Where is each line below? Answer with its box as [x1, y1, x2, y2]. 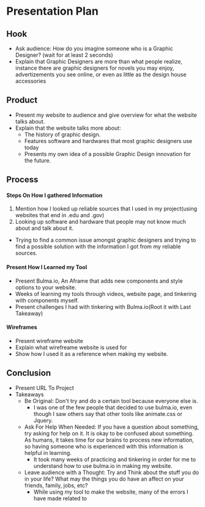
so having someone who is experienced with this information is [24, 442, 184, 450]
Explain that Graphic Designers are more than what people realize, [15, 58, 182, 65]
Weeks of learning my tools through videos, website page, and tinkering [15, 290, 197, 297]
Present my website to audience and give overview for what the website [15, 111, 197, 119]
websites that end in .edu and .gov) [15, 212, 105, 219]
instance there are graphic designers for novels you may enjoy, [15, 64, 174, 72]
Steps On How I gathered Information [6, 191, 103, 199]
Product [6, 95, 38, 105]
